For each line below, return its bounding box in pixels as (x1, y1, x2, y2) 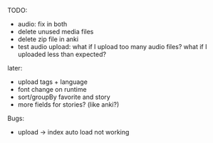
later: (7, 64, 23, 72)
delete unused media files (17, 28, 94, 36)
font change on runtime (17, 85, 87, 93)
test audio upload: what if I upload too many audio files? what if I (17, 43, 207, 51)
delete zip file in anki (17, 35, 79, 43)
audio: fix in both (17, 20, 68, 28)
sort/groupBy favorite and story (17, 92, 110, 101)
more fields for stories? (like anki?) (17, 100, 120, 109)
